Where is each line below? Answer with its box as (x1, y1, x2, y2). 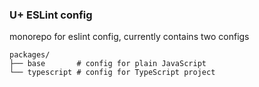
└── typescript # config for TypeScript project (9, 68, 216, 78)
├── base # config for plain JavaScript (9, 59, 207, 69)
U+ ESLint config (9, 8, 93, 22)
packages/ (9, 50, 51, 60)
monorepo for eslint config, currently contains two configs (9, 31, 250, 43)
